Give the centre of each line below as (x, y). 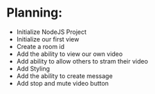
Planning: (35, 13)
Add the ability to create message (65, 76)
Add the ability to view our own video (70, 54)
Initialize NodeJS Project (52, 32)
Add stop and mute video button (62, 83)
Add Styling (33, 68)
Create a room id (40, 46)
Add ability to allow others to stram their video (82, 61)
